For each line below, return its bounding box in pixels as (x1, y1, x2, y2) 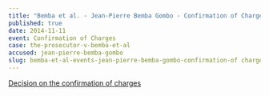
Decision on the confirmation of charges (8, 78, 142, 88)
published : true (8, 19, 62, 27)
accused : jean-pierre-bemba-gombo (8, 49, 124, 57)
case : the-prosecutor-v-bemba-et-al (8, 42, 130, 50)
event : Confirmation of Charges (8, 34, 116, 42)
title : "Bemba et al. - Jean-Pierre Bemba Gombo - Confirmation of (8, 11, 239, 20)
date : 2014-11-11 (8, 26, 66, 34)
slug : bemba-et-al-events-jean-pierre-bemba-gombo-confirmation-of (8, 57, 239, 65)
